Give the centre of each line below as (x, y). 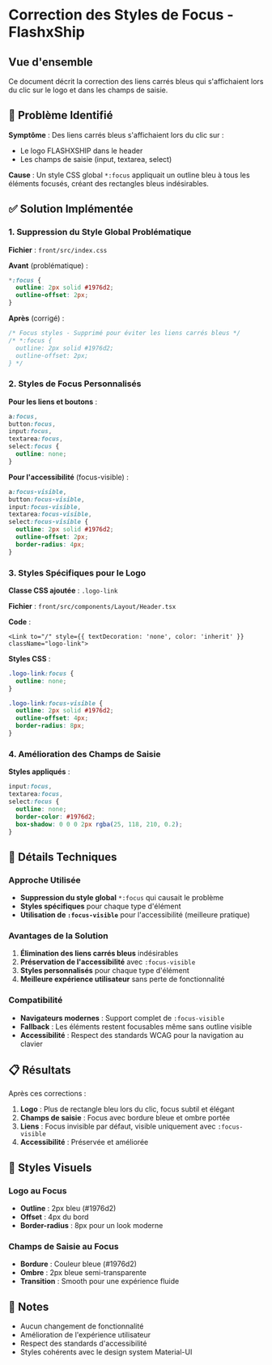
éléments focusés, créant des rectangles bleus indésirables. (108, 183)
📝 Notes (29, 1306)
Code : (20, 622)
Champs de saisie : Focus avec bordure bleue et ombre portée (125, 1118)
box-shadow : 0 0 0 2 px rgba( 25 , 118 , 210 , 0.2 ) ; (99, 824)
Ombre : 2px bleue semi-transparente (83, 1273)
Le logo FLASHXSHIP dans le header (81, 151)
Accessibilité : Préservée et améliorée (84, 1142)
